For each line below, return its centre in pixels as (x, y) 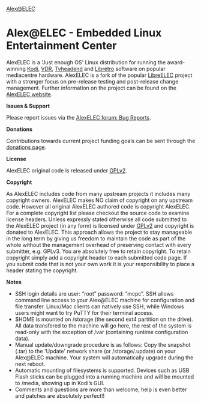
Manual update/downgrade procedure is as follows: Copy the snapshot (103, 344)
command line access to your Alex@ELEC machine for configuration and (105, 300)
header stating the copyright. (42, 270)
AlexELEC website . (29, 94)
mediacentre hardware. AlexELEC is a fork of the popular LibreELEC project (99, 75)
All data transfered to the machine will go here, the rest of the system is (103, 325)
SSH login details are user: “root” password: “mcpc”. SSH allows (94, 293)
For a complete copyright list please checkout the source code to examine (98, 213)
